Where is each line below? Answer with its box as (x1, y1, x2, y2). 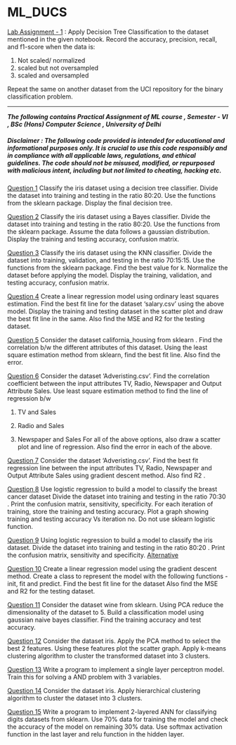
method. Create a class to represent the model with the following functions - (7, 572, 228, 580)
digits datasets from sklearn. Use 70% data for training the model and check (7, 715, 228, 723)
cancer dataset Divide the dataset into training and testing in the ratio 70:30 (7, 492, 226, 501)
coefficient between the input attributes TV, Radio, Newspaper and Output (7, 379, 222, 387)
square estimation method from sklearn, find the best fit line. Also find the (7, 350, 221, 359)
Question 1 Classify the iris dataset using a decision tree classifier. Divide (7, 184, 218, 192)
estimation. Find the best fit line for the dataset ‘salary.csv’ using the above (7, 299, 225, 308)
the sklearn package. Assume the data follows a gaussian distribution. (7, 227, 210, 236)
